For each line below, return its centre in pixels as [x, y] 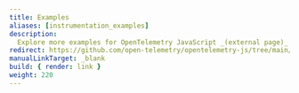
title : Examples [39, 17]
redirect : [28, 50]
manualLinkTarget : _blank [57, 58]
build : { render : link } [55, 67]
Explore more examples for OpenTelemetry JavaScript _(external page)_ [153, 42]
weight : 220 [31, 75]
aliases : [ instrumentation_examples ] [79, 26]
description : [33, 34]
